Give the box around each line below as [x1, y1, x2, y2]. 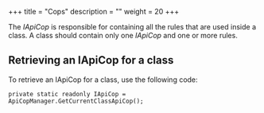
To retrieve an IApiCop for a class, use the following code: [8, 75, 198, 84]
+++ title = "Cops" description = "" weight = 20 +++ [8, 7, 180, 16]
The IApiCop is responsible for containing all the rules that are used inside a [8, 22, 257, 31]
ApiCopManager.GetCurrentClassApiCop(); [8, 97, 145, 105]
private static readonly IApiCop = [8, 90, 126, 98]
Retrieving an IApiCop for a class [8, 53, 174, 67]
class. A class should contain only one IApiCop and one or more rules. [8, 31, 239, 40]
